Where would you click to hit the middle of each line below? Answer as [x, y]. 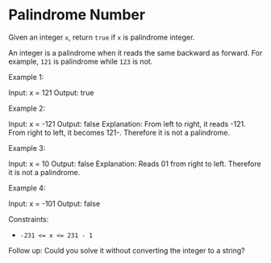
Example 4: [27, 188]
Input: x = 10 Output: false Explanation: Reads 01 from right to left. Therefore [135, 164]
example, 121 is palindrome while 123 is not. [81, 61]
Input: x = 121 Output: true [51, 92]
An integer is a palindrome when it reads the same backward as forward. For [135, 52]
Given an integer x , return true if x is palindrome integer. [102, 37]
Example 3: [27, 148]
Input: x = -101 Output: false [54, 203]
